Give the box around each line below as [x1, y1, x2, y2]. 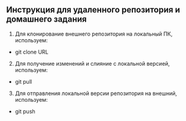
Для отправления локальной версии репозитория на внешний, [14, 90, 178, 97]
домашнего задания [6, 14, 87, 25]
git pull [14, 78, 32, 85]
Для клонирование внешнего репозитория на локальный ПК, [14, 30, 173, 37]
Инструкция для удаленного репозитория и [6, 5, 181, 15]
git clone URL [14, 48, 49, 55]
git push [14, 108, 36, 115]
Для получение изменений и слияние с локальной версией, [14, 60, 170, 67]
